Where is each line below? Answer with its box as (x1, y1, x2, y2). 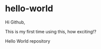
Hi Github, (5, 19, 25, 25)
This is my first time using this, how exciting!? (5, 28, 97, 34)
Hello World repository (5, 38, 50, 44)
